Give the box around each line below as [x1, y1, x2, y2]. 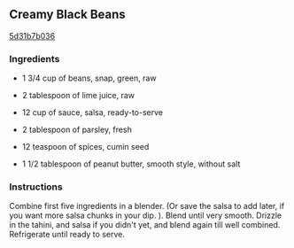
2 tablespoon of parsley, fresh [21, 124, 133, 136]
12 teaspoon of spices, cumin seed [21, 142, 150, 152]
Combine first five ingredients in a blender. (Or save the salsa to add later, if [9, 201, 285, 212]
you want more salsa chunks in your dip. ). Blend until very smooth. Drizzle [9, 210, 282, 221]
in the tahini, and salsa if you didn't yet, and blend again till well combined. [9, 220, 281, 230]
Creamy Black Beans [9, 7, 126, 22]
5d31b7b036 [9, 30, 56, 41]
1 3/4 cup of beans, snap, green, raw [21, 73, 157, 83]
